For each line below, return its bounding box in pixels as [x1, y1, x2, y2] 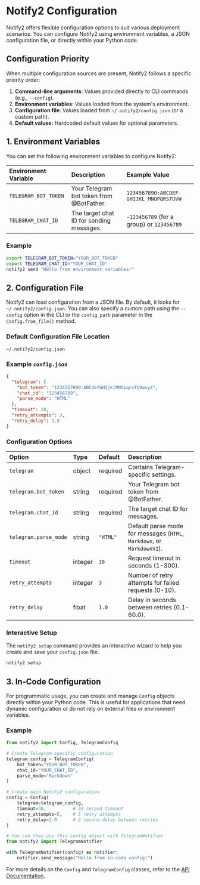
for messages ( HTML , [127, 529, 185, 538]
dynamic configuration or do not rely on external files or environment [6, 705, 176, 712]
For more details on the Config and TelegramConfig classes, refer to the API [6, 865, 190, 872]
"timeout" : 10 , [11, 407, 49, 413]
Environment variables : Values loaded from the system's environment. [14, 100, 189, 107]
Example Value [126, 170, 170, 178]
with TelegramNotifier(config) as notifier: [6, 849, 118, 856]
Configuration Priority [6, 54, 89, 64]
